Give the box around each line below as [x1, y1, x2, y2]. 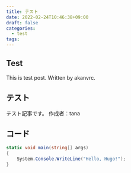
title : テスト [6, 8, 39, 15]
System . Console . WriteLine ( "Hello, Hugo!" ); [17, 156, 126, 162]
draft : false [6, 20, 39, 26]
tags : [6, 36, 20, 42]
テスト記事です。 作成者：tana [6, 109, 81, 117]
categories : [6, 25, 36, 32]
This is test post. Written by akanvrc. [6, 74, 96, 81]
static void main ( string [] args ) [6, 145, 89, 151]
